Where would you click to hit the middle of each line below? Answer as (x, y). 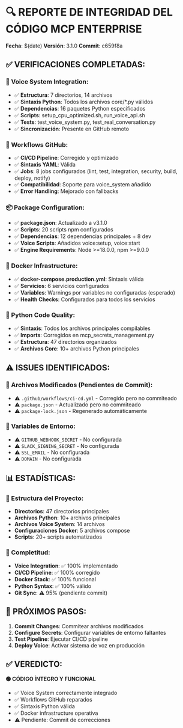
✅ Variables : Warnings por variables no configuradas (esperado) (94, 292)
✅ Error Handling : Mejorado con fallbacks (66, 191)
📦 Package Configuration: (45, 207)
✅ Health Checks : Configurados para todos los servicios (85, 299)
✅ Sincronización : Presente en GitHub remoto (72, 129)
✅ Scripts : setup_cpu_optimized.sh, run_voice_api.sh (79, 115)
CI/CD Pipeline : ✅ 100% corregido (57, 572)
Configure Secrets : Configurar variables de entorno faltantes (90, 632)
